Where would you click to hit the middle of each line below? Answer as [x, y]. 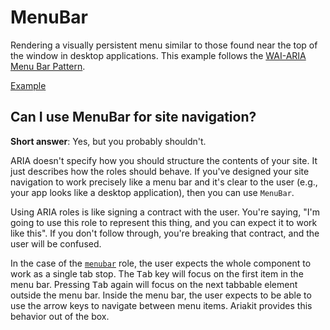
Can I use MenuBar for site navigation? [133, 117]
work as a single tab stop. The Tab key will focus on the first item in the [157, 273]
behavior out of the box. [60, 316]
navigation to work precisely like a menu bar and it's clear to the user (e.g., [164, 182]
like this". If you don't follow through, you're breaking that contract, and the [165, 233]
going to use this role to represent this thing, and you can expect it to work [164, 222]
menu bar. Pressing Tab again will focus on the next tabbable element [154, 284]
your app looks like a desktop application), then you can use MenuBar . [152, 192]
